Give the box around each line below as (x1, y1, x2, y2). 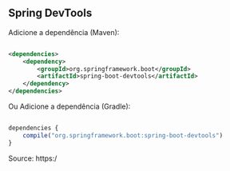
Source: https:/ (8, 153, 57, 163)
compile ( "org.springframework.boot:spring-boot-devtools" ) (22, 131, 224, 139)
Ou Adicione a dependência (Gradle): (8, 101, 131, 111)
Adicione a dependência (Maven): (8, 27, 120, 37)
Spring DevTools (8, 6, 93, 20)
